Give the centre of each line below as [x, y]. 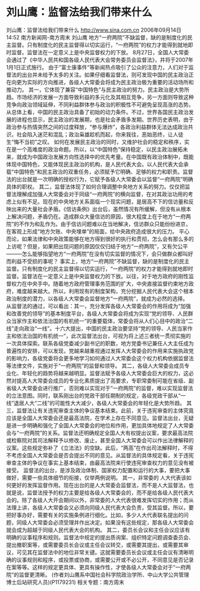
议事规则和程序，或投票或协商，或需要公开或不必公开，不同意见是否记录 [105, 559]
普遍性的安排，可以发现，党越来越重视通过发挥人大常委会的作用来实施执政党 [100, 350]
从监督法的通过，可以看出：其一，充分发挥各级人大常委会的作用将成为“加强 [99, 306]
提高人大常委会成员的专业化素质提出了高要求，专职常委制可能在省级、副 [105, 380]
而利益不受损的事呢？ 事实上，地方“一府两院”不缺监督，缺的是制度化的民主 [98, 261]
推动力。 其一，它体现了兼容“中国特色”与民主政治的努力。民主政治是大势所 [98, 90]
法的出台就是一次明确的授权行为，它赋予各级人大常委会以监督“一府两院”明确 [100, 179]
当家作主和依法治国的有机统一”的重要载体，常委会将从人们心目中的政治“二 [102, 321]
